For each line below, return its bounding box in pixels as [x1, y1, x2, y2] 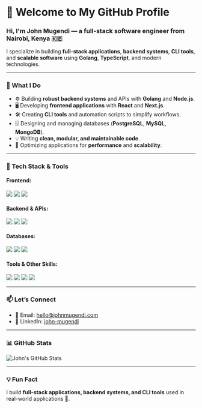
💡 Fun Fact [6, 375, 38, 383]
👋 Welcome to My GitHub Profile [6, 5, 170, 19]
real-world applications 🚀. [6, 395, 70, 403]
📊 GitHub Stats [6, 338, 52, 347]
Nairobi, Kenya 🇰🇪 [6, 34, 63, 43]
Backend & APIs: [6, 205, 49, 212]
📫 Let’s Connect [6, 295, 56, 304]
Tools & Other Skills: [6, 260, 58, 268]
